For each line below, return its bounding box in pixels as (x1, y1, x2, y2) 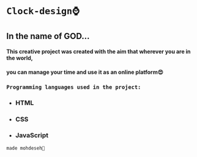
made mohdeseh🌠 (6, 145, 45, 151)
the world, (6, 54, 34, 62)
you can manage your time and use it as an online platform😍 (6, 68, 164, 76)
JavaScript (15, 131, 49, 140)
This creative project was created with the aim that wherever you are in (6, 48, 191, 56)
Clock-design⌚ (6, 5, 80, 17)
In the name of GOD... (6, 31, 90, 41)
